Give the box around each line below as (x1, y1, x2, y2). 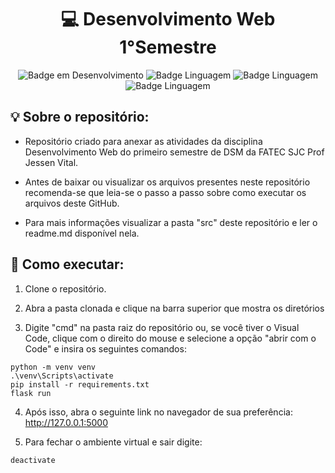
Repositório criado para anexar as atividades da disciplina (24, 135, 263, 147)
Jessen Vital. (24, 156, 79, 168)
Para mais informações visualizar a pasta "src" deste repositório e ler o (24, 216, 318, 228)
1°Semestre (119, 36, 217, 59)
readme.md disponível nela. (24, 227, 140, 239)
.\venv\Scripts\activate (10, 371, 114, 381)
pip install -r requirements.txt (10, 379, 150, 390)
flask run (10, 388, 52, 398)
